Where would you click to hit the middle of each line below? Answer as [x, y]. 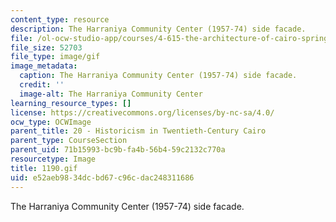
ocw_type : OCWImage [51, 122]
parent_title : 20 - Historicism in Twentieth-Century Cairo [138, 131]
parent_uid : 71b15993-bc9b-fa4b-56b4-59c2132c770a [118, 150]
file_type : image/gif [55, 57]
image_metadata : [44, 66]
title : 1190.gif [44, 168]
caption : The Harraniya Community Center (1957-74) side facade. [158, 76]
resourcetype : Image [53, 159]
